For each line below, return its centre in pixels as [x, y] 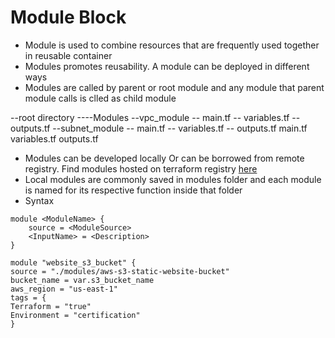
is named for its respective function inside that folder [133, 190]
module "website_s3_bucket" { [73, 262]
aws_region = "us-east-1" [64, 289]
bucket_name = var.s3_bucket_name [82, 280]
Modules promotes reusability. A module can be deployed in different [167, 66]
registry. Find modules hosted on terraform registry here [141, 168]
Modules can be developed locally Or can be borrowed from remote [164, 158]
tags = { [28, 297]
